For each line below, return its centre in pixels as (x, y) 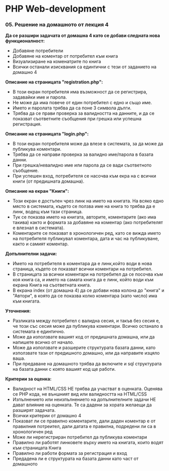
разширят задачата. (34, 410)
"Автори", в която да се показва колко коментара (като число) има (85, 296)
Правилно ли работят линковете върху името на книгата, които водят (88, 443)
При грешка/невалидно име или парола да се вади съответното (82, 165)
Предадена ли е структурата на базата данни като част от (75, 459)
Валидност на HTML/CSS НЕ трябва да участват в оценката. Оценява (88, 389)
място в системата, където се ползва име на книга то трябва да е (84, 206)
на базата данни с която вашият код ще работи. (64, 369)
